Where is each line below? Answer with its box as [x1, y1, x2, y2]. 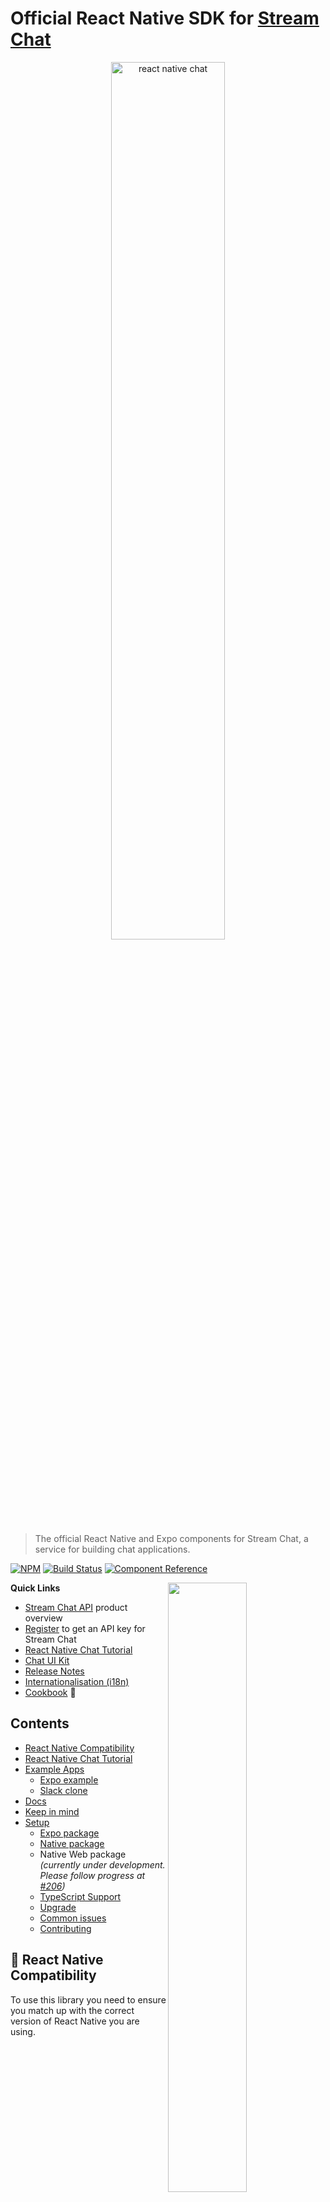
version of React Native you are [10, 2015, 140, 2027]
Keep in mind [24, 1805, 80, 1817]
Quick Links [10, 1582, 61, 1594]
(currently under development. [39, 1858, 166, 1871]
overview [24, 1612, 63, 1624]
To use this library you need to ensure [10, 1993, 167, 2006]
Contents [10, 1715, 70, 1732]
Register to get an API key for [24, 1622, 146, 1634]
